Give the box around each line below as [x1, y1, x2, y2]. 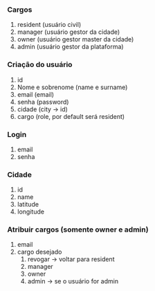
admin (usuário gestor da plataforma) [17, 43, 124, 51]
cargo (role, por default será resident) [17, 112, 125, 120]
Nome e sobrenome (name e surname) [17, 83, 128, 91]
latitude [17, 200, 39, 209]
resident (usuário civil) [17, 21, 82, 29]
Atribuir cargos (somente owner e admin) [7, 225, 149, 234]
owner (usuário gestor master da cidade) [17, 35, 134, 44]
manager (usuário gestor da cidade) [17, 28, 120, 36]
